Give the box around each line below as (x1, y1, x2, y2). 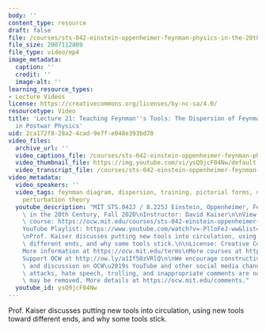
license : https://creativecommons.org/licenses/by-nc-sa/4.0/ (8, 100, 218, 108)
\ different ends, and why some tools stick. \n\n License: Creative (22, 240, 249, 248)
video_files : (8, 136, 51, 145)
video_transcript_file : (15, 166, 93, 174)
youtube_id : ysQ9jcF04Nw (15, 284, 97, 292)
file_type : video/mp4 (8, 48, 80, 56)
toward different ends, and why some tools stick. (8, 314, 168, 323)
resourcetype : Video (8, 108, 77, 116)
